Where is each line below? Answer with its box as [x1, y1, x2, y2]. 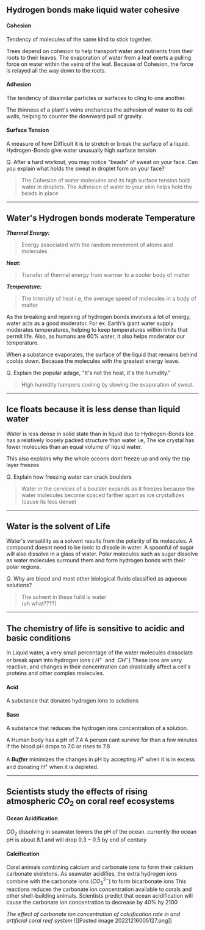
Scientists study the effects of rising [6, 787, 148, 797]
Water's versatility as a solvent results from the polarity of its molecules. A [6, 537, 193, 545]
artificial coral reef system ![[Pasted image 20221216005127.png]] [6, 917, 172, 924]
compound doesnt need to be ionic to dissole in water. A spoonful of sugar [6, 544, 194, 551]
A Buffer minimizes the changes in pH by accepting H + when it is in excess [6, 754, 195, 763]
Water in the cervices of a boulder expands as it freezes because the [21, 485, 195, 492]
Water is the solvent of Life [6, 521, 111, 532]
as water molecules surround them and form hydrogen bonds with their [6, 557, 186, 564]
